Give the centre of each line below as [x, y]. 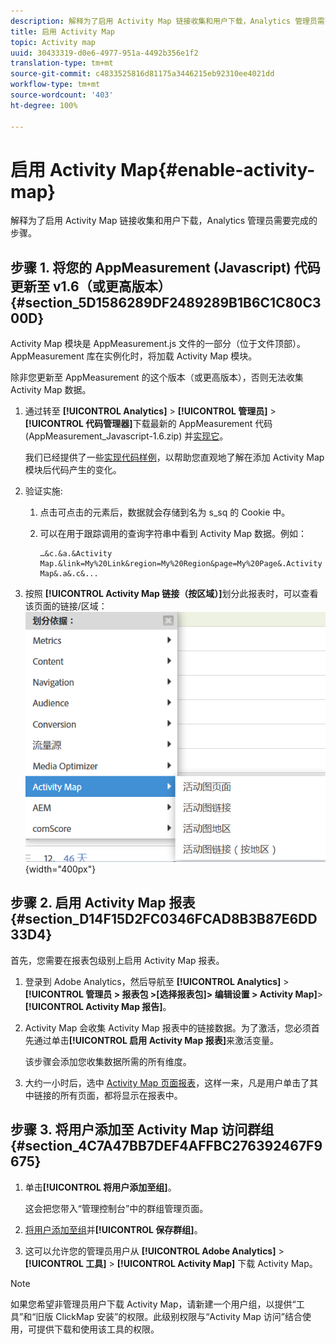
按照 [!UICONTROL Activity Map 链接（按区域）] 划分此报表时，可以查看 [171, 594]
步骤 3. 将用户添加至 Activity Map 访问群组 [142, 1130]
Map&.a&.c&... [69, 574]
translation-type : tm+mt [62, 63]
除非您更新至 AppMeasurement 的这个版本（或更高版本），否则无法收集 [157, 377]
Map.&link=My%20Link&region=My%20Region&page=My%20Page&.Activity [181, 564]
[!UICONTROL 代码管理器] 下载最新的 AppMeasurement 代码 [148, 424]
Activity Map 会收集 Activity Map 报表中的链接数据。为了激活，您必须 [168, 1027]
